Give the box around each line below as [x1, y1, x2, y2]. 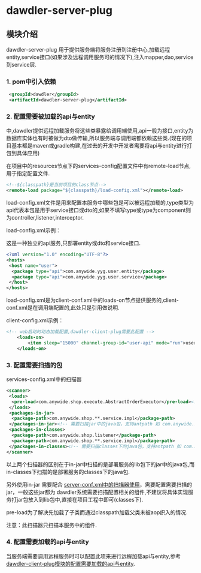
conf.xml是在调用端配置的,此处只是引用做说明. [6, 304, 120, 311]
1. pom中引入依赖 [6, 77, 56, 86]
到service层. [6, 61, 37, 68]
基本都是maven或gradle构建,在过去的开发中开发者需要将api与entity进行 [11, 142, 187, 149]
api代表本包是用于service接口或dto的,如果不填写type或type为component [6, 206, 186, 214]
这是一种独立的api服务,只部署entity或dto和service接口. [6, 239, 141, 247]
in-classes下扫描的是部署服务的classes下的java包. [6, 468, 130, 475]
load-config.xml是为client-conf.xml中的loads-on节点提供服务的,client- [6, 296, 179, 304]
